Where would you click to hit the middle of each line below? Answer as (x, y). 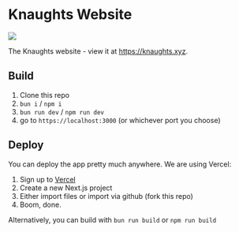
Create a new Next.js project (66, 188)
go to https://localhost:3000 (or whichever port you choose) (120, 120)
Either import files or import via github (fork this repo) (106, 196)
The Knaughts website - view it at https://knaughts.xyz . (98, 51)
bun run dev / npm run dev (62, 111)
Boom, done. (40, 204)
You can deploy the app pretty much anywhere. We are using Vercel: (120, 164)
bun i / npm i (41, 103)
